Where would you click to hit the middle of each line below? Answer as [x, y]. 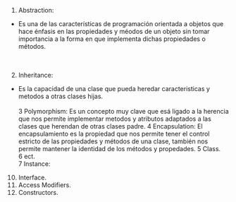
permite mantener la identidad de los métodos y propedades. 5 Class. [119, 149]
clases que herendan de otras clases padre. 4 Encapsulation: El [110, 126]
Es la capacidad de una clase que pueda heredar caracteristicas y [114, 89]
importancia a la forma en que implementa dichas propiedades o [112, 39]
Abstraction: [36, 10]
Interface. [32, 177]
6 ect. [27, 156]
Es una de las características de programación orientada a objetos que [121, 24]
